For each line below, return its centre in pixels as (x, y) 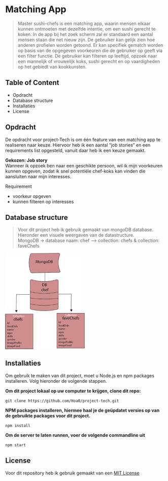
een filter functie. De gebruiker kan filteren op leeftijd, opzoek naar (87, 56)
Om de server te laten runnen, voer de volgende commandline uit (75, 435)
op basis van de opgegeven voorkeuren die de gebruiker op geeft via (90, 50)
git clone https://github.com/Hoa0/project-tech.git (62, 401)
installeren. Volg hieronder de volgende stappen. (56, 381)
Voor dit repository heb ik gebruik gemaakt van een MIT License (72, 473)
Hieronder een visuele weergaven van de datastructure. (76, 235)
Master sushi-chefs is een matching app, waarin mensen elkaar (84, 23)
